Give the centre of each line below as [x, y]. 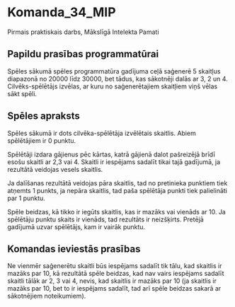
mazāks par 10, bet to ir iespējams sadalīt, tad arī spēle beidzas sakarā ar [114, 289]
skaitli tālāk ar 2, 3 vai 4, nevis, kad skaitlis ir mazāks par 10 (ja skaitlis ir [112, 281]
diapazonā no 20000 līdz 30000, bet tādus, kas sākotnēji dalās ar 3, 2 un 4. [117, 79]
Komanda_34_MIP [62, 12]
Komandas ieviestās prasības [74, 249]
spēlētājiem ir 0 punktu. [42, 140]
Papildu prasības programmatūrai [83, 54]
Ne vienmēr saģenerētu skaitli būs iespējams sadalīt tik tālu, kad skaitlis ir [115, 266]
